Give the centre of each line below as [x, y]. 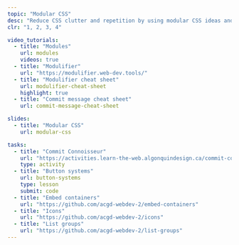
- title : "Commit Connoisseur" [60, 151]
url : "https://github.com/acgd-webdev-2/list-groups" [101, 231]
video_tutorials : [33, 40]
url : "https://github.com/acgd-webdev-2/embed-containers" [110, 204]
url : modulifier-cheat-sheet [63, 86]
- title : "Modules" [43, 47]
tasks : [17, 145]
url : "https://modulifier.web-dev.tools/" [84, 73]
